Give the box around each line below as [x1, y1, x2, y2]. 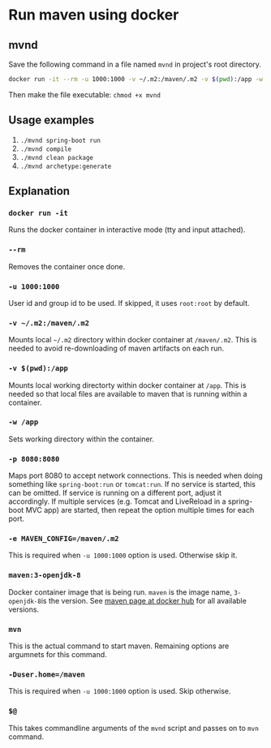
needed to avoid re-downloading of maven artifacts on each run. [8, 343, 225, 354]
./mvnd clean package [19, 153, 93, 161]
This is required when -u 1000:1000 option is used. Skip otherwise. [8, 686, 231, 696]
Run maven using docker [8, 6, 179, 24]
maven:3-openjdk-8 [8, 570, 81, 580]
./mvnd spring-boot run [19, 136, 101, 144]
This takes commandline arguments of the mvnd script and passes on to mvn [8, 723, 260, 733]
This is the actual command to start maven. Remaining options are [8, 641, 230, 651]
